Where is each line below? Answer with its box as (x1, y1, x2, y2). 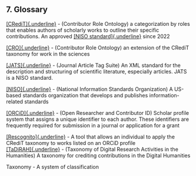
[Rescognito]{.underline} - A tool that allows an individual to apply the (6, 133, 175, 140)
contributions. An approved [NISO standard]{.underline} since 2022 (6, 32, 170, 40)
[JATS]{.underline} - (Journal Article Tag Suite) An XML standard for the (6, 62, 181, 69)
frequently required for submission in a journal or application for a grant (6, 121, 180, 128)
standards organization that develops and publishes (22, 92, 148, 99)
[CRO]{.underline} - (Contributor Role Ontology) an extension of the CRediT (6, 44, 190, 51)
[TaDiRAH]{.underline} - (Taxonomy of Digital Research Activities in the (6, 145, 178, 153)
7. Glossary (6, 5, 48, 15)
